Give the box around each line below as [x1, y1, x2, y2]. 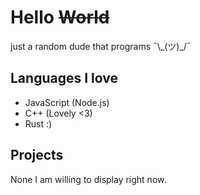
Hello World [10, 6, 110, 29]
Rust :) [24, 117, 53, 130]
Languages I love [10, 70, 118, 87]
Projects [10, 147, 64, 164]
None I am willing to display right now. [10, 173, 167, 185]
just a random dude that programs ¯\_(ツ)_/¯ [10, 40, 192, 52]
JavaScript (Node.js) [24, 96, 110, 108]
